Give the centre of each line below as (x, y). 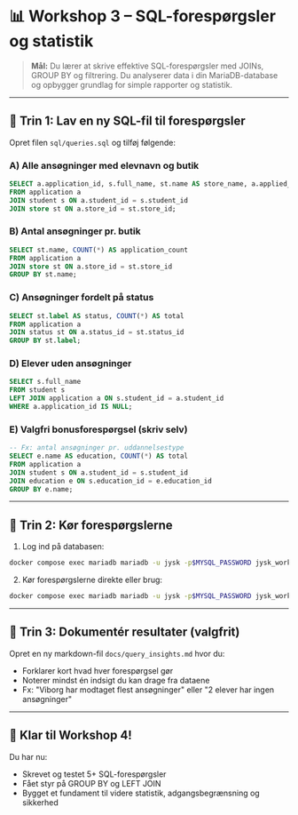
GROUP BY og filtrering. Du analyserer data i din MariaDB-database (154, 75)
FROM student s (37, 390)
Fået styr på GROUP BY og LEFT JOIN (91, 783)
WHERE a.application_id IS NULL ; (71, 407)
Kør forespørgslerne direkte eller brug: (92, 580)
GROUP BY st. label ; (45, 341)
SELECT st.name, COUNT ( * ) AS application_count (99, 250)
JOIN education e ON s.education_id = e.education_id (111, 481)
